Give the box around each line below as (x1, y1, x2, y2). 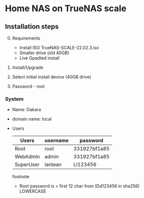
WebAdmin (14, 153, 40, 160)
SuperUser (14, 161, 40, 168)
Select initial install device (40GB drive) (12, 74, 91, 79)
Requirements (12, 35, 41, 41)
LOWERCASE (19, 188, 46, 194)
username (44, 137, 69, 144)
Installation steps (5, 22, 59, 31)
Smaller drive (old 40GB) (19, 50, 69, 56)
